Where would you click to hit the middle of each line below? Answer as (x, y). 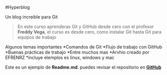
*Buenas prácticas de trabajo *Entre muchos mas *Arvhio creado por (77, 52)
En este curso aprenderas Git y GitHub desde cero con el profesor (85, 26)
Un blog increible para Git (31, 17)
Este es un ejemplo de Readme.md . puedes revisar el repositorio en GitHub (83, 67)
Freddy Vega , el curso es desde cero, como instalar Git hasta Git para (89, 32)
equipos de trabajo (37, 37)
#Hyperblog (17, 7)
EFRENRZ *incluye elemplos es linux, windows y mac (60, 57)
